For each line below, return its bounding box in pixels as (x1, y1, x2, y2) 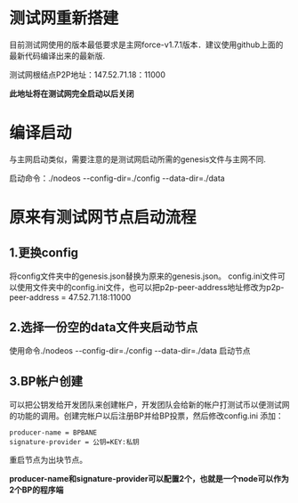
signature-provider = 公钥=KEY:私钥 (9, 437, 140, 446)
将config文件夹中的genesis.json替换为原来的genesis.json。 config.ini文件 (9, 271, 278, 281)
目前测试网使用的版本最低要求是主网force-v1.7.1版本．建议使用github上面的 (9, 39, 284, 50)
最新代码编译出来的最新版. (9, 50, 106, 61)
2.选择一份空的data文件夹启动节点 (9, 320, 198, 335)
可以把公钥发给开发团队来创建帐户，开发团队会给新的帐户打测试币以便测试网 (9, 399, 290, 410)
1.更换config (9, 246, 78, 261)
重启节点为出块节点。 (9, 454, 87, 465)
